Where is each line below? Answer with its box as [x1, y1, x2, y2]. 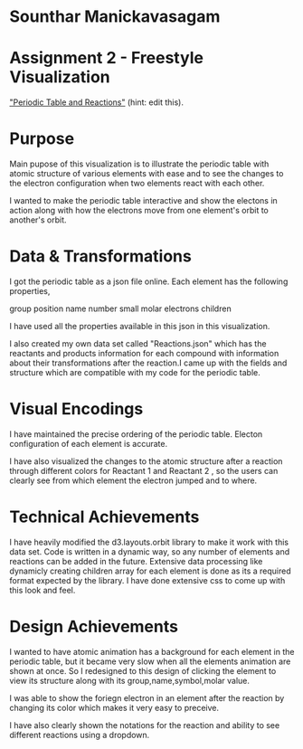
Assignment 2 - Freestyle [9, 48, 204, 69]
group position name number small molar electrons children [9, 303, 232, 314]
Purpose [9, 128, 75, 149]
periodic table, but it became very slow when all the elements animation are [9, 656, 291, 667]
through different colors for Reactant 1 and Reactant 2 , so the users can [9, 465, 279, 476]
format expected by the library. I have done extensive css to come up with [9, 574, 286, 585]
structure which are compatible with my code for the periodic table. [9, 367, 260, 377]
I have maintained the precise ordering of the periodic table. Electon [9, 428, 263, 440]
